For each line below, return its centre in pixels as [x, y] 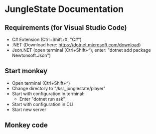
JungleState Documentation [64, 9]
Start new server [29, 109]
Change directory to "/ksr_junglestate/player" [59, 88]
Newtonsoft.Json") [31, 55]
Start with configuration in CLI [43, 104]
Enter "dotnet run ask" [42, 99]
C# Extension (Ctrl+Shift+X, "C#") [47, 39]
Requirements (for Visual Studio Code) [66, 28]
